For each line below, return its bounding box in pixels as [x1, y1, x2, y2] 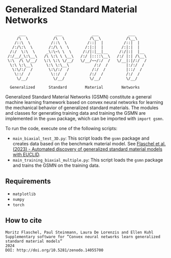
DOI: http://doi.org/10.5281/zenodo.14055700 [5, 247, 103, 253]
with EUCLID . [12, 151, 41, 158]
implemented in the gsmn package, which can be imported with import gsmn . [5, 115, 164, 121]
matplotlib [12, 191, 36, 197]
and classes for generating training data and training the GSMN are [5, 110, 146, 116]
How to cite [5, 216, 42, 225]
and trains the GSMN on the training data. [12, 162, 100, 168]
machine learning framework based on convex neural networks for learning [5, 99, 163, 105]
